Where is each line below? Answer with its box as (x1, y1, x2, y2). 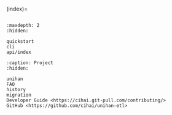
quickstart (6, 39, 34, 45)
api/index (6, 49, 32, 55)
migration (6, 92, 32, 98)
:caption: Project (6, 60, 53, 66)
